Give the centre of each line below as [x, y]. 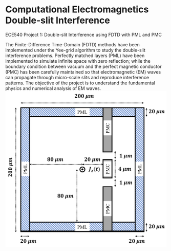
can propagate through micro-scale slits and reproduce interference [77, 77]
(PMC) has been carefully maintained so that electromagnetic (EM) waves [83, 72]
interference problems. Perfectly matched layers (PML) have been [75, 56]
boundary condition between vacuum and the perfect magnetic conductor [84, 66]
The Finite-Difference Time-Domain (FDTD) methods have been [72, 44]
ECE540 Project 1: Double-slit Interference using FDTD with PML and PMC [84, 34]
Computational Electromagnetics [77, 10]
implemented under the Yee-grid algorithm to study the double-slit [76, 50]
